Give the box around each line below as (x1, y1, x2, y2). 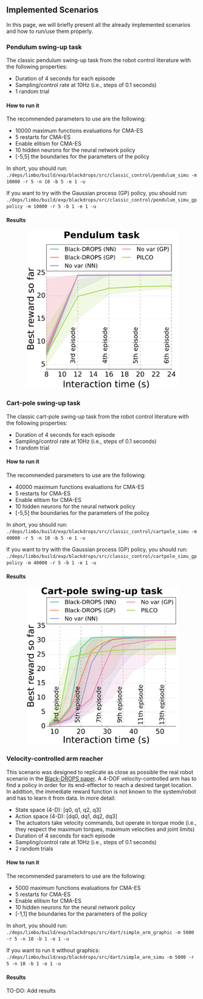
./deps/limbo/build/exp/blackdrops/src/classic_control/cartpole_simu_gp (6, 553, 198, 559)
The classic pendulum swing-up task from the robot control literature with (6, 57, 191, 64)
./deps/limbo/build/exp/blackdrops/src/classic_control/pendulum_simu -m (6, 172, 198, 178)
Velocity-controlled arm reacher (6, 755, 103, 763)
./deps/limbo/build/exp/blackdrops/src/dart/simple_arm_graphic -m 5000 (6, 929, 194, 936)
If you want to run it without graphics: (6, 947, 100, 954)
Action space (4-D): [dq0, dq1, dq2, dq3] (15, 813, 117, 820)
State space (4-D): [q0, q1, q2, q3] (15, 806, 101, 813)
